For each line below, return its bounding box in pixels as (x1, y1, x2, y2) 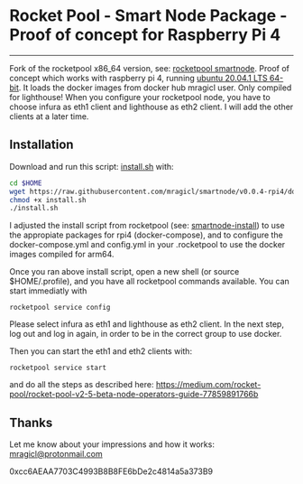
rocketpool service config (9, 303, 111, 312)
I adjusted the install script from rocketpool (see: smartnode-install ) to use (9, 220, 286, 231)
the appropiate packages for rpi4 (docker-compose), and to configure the (9, 229, 284, 240)
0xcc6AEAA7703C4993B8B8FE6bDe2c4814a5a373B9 (9, 466, 214, 477)
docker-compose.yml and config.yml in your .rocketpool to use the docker (9, 239, 286, 250)
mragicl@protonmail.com (9, 449, 103, 460)
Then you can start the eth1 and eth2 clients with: (9, 346, 192, 357)
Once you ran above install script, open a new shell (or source (9, 266, 240, 277)
